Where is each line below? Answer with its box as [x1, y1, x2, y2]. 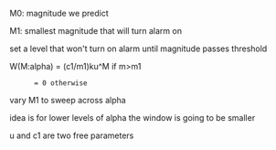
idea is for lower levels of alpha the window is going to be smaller [9, 112, 256, 123]
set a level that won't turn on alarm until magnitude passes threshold [9, 43, 268, 54]
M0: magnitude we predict [9, 8, 109, 18]
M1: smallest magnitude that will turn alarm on [9, 26, 183, 36]
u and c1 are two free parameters [9, 130, 134, 141]
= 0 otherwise [33, 79, 89, 88]
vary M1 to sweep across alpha [9, 95, 126, 105]
